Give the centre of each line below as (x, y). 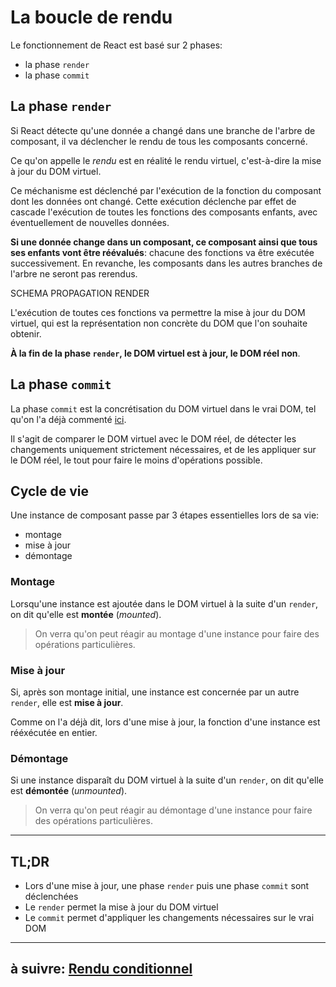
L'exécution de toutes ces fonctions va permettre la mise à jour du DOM (158, 312)
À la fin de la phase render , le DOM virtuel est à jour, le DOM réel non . (155, 353)
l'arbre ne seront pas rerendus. (74, 273)
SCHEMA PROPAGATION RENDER (80, 293)
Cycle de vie (49, 491)
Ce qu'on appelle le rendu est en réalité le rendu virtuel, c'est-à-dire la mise (166, 160)
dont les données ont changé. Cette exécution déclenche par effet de (153, 201)
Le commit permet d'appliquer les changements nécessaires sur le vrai (169, 918)
